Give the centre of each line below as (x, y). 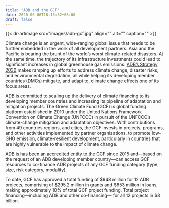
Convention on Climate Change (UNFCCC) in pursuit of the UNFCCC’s (78, 117)
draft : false (19, 19)
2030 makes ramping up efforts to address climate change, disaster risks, (82, 70)
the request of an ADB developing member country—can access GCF (77, 159)
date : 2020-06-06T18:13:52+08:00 (40, 15)
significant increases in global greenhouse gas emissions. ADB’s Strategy (81, 65)
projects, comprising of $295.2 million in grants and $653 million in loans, (81, 185)
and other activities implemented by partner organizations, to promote (78, 133)
